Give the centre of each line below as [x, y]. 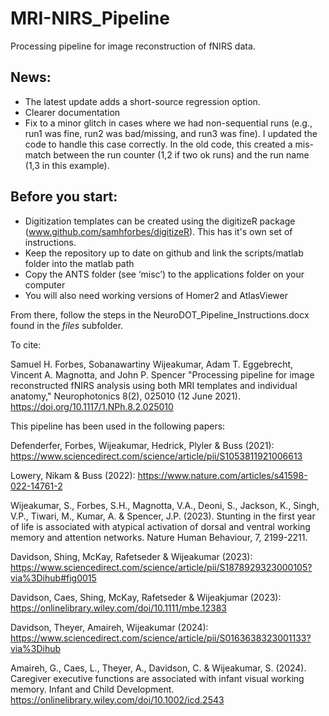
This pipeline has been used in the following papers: [118, 426]
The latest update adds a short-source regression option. [142, 101]
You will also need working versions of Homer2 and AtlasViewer [156, 295]
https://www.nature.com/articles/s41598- [222, 475]
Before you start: [64, 197]
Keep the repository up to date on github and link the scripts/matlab [164, 253]
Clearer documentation [72, 112]
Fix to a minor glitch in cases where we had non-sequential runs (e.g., [168, 123]
